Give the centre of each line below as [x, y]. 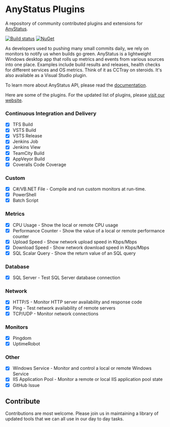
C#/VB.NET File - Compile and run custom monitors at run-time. [79, 189]
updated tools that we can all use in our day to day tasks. [65, 419]
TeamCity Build [28, 153]
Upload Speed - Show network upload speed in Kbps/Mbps [75, 242]
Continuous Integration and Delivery [51, 113]
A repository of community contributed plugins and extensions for [74, 23]
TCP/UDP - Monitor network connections [55, 314]
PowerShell [24, 195]
